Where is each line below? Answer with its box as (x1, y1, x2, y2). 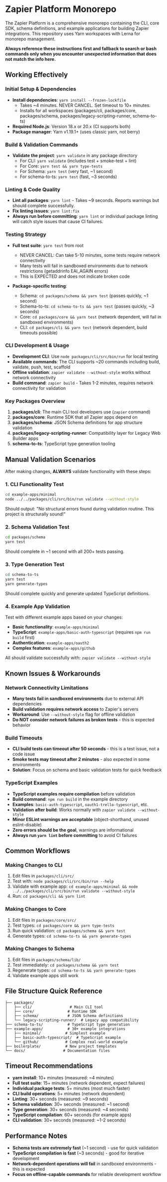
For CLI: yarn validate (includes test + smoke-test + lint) (19, 158, 137, 164)
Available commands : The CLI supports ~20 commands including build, (12, 358, 161, 364)
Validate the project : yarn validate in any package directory (12, 152, 138, 158)
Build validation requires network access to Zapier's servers (12, 706, 139, 712)
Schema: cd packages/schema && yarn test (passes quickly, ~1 (19, 293, 149, 299)
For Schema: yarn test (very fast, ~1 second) (19, 168, 113, 174)
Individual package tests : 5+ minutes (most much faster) (12, 1085, 130, 1091)
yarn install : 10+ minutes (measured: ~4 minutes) (12, 1075, 114, 1081)
